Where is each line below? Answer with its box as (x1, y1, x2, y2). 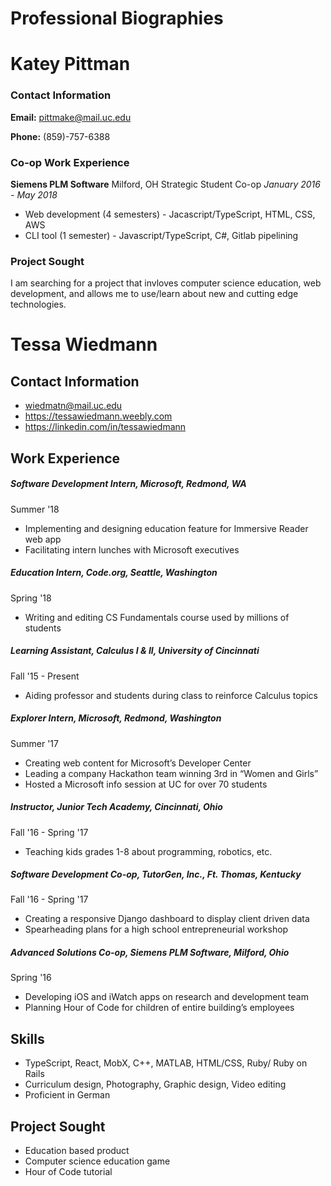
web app (24, 533, 62, 545)
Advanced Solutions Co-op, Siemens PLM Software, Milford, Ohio (10, 947, 290, 959)
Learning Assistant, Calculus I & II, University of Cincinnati (10, 645, 260, 657)
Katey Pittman (10, 53, 131, 76)
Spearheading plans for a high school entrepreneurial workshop (24, 923, 289, 936)
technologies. (10, 298, 67, 311)
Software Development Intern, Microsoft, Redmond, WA (10, 478, 247, 490)
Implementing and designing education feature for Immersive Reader (24, 522, 309, 534)
